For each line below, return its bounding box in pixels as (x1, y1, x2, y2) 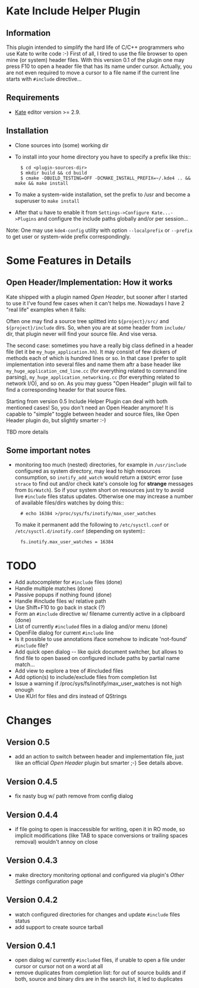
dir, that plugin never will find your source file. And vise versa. (6, 330, 157, 337)
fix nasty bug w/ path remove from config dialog (14, 792, 134, 800)
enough (14, 686, 34, 693)
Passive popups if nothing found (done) (14, 591, 112, 599)
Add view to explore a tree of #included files (14, 667, 124, 674)
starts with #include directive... (6, 76, 82, 82)
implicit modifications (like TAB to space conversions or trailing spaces (14, 832, 188, 839)
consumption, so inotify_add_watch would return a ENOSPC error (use (14, 474, 183, 481)
